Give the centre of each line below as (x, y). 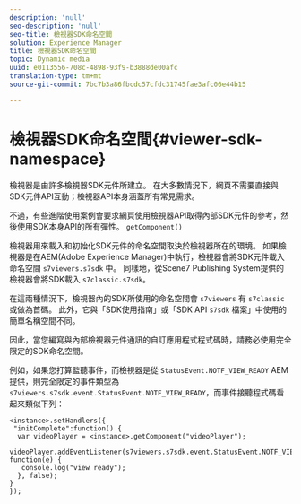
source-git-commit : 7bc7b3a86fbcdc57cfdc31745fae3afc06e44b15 (128, 84)
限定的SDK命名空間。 (49, 351)
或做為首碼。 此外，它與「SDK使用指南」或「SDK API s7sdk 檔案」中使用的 (148, 309)
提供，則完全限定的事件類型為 (64, 381)
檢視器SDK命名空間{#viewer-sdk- (136, 139)
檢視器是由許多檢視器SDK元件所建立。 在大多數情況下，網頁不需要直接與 (144, 185)
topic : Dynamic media (50, 59)
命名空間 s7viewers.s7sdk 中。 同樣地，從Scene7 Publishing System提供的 (147, 268)
